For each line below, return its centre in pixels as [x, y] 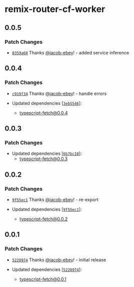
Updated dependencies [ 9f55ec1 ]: [47, 209]
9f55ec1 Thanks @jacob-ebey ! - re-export [55, 199]
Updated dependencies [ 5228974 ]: [47, 269]
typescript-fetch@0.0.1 [43, 279]
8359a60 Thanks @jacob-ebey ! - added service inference [70, 52]
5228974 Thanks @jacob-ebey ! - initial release [59, 260]
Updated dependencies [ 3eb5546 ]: [47, 103]
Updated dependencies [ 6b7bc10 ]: [47, 154]
